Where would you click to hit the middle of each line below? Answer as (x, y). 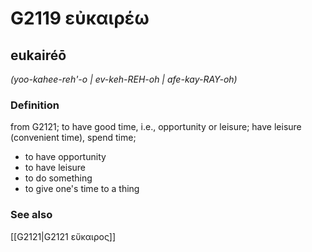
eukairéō (38, 55)
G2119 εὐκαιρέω (80, 18)
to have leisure (55, 168)
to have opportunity (65, 157)
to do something (58, 178)
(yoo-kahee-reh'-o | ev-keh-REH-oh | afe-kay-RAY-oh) (124, 79)
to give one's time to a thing (82, 189)
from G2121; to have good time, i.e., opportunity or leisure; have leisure (156, 127)
